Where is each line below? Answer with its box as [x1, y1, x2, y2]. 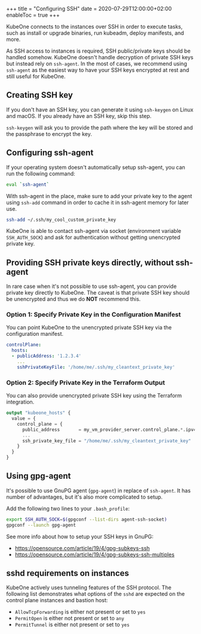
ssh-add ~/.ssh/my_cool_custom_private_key [6, 217, 117, 223]
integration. [6, 398, 35, 406]
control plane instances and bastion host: [6, 597, 108, 604]
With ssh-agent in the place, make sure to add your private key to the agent [6, 192, 193, 199]
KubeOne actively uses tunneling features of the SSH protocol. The [6, 584, 172, 591]
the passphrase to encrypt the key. [6, 130, 92, 137]
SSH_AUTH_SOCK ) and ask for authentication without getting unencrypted [6, 233, 181, 241]
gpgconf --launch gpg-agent [6, 522, 77, 528]
